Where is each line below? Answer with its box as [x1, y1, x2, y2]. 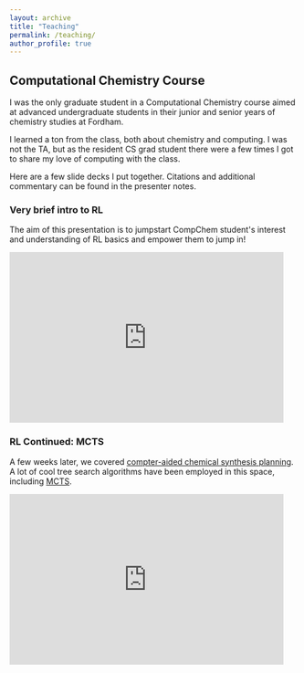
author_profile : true [9, 38, 92, 48]
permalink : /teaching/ [9, 30, 96, 39]
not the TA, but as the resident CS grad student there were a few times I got [9, 143, 294, 155]
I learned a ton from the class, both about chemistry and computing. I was [9, 134, 288, 145]
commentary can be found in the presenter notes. [9, 181, 196, 192]
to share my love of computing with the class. [9, 153, 181, 164]
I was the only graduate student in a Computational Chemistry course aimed [9, 97, 296, 108]
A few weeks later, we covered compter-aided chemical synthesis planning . [9, 456, 294, 467]
